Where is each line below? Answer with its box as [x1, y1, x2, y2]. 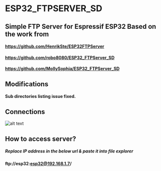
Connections [5, 108, 45, 116]
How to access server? [5, 134, 77, 143]
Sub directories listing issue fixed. [5, 94, 76, 99]
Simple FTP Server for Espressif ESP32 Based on [5, 22, 156, 31]
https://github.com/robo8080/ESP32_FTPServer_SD [5, 55, 115, 60]
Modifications [5, 80, 49, 88]
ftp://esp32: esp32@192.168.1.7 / [5, 160, 72, 166]
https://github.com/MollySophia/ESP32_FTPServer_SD [5, 66, 120, 72]
